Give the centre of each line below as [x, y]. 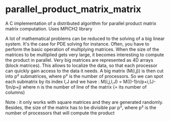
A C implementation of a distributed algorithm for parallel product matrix [81, 23]
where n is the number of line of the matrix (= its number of [85, 87]
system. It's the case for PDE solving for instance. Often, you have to [77, 44]
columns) [15, 92]
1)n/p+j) [13, 87]
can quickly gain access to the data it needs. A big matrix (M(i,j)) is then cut [84, 71]
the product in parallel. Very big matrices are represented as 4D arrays [79, 60]
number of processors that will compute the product [60, 113]
